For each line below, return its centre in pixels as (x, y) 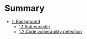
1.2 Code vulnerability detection (50, 31)
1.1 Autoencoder (35, 26)
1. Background (26, 21)
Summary (24, 8)
